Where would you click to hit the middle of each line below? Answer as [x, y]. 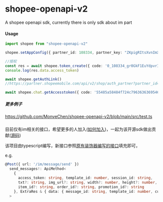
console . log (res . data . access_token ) [42, 70]
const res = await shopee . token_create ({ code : [54, 66]
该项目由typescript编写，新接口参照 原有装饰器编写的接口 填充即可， [73, 146]
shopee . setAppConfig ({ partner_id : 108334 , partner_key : [64, 53]
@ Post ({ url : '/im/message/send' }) [42, 164]
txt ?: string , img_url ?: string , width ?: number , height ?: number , [88, 182]
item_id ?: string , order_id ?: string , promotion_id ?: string [81, 187]
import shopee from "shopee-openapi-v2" [47, 44]
